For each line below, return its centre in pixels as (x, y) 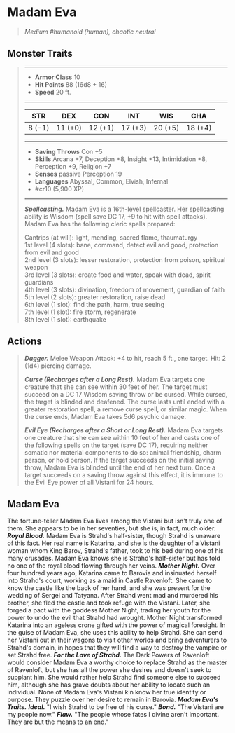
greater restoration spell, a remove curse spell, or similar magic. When (126, 409)
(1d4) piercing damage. (58, 366)
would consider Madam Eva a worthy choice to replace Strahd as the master (117, 662)
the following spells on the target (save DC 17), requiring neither (116, 445)
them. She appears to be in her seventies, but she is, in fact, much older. (112, 528)
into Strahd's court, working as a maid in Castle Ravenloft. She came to (109, 581)
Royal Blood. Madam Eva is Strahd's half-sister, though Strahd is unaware (114, 536)
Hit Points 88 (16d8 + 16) (71, 84)
